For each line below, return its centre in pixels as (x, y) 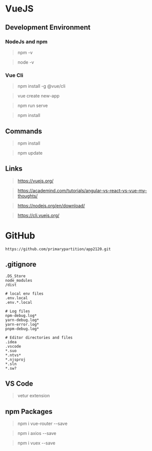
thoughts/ (28, 196)
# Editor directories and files (39, 337)
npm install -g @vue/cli (41, 86)
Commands (24, 131)
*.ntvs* (13, 355)
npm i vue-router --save (42, 424)
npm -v (25, 52)
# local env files (24, 294)
